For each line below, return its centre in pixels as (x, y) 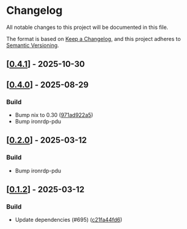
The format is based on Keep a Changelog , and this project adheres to (93, 39)
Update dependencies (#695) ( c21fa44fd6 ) (68, 220)
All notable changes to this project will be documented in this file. (87, 27)
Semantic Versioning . (33, 45)
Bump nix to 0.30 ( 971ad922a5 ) (54, 115)
